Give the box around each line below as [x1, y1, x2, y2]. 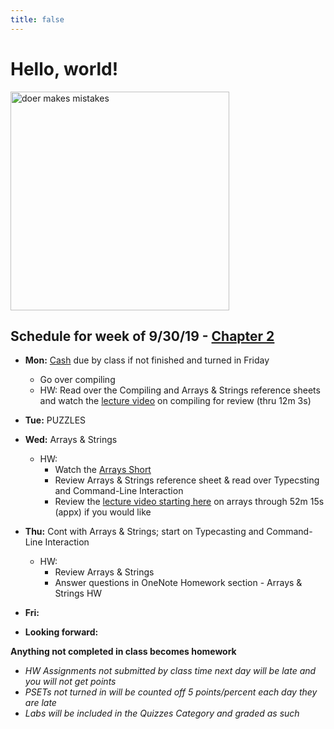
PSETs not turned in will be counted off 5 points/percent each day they [24, 686, 318, 698]
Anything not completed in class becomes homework [10, 646, 237, 658]
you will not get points [24, 676, 117, 688]
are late [24, 697, 57, 709]
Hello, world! [10, 57, 119, 80]
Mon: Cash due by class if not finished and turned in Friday [24, 354, 270, 366]
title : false [10, 14, 65, 25]
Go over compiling [39, 374, 116, 386]
